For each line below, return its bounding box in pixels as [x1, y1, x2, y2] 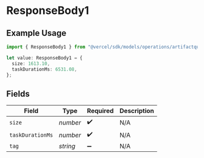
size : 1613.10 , [12, 60, 50, 67]
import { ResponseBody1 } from [6, 44, 86, 50]
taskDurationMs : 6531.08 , [12, 66, 78, 72]
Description [119, 107, 154, 115]
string [58, 142, 76, 151]
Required [87, 107, 114, 115]
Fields [6, 89, 30, 99]
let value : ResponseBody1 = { [6, 55, 83, 61]
